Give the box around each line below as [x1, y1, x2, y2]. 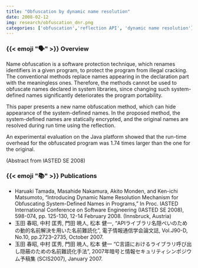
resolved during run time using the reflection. [6, 122, 116, 129]
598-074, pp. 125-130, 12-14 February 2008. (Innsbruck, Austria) [14, 212, 172, 219]
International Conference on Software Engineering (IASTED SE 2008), [14, 206, 184, 213]
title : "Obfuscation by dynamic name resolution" [6, 8, 131, 15]
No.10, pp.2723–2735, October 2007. [14, 233, 104, 240]
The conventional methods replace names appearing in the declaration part [6, 73, 189, 80]
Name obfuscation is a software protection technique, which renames [6, 60, 176, 68]
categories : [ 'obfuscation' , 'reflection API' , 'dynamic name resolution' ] [6, 25, 194, 31]
